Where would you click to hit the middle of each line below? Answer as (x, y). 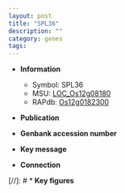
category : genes (35, 39)
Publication (40, 118)
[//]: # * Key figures (41, 181)
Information (40, 69)
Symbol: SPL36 (58, 85)
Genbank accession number (68, 134)
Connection (40, 165)
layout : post (30, 16)
